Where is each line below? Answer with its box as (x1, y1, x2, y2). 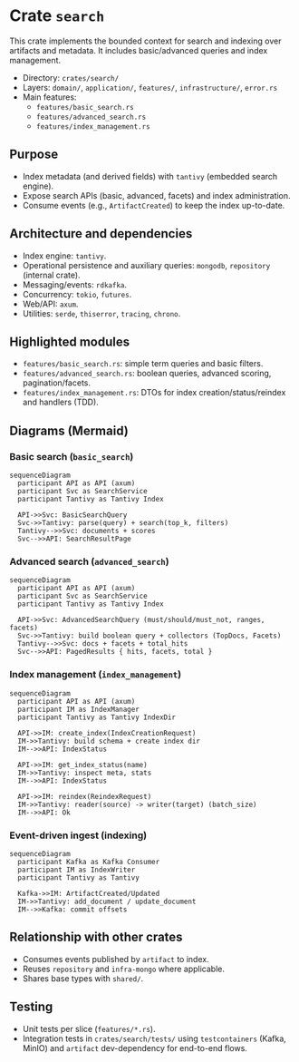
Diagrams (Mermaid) (9, 423, 129, 438)
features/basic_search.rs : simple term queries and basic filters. (22, 358, 264, 369)
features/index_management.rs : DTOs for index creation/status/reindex (22, 387, 286, 398)
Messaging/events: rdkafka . (22, 278, 128, 290)
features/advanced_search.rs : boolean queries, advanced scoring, (22, 368, 272, 379)
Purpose (9, 147, 59, 162)
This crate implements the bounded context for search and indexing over (9, 35, 282, 46)
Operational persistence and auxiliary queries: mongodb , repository (22, 259, 271, 270)
